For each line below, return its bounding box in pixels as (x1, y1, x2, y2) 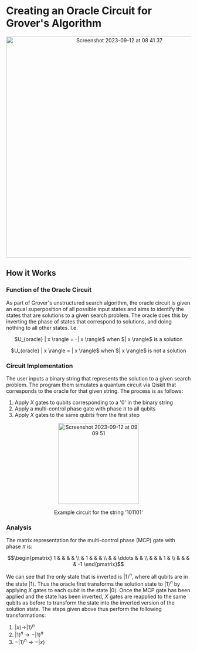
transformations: (6, 612, 46, 619)
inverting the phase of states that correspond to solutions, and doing (6, 318, 172, 325)
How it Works (6, 268, 56, 278)
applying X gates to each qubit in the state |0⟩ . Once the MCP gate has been (6, 586, 191, 593)
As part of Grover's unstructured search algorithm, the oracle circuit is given (6, 299, 191, 306)
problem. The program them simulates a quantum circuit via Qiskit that (6, 381, 176, 388)
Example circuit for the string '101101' (53, 509, 144, 516)
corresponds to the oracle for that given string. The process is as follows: (6, 387, 184, 395)
